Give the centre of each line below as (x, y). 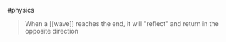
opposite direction (51, 31)
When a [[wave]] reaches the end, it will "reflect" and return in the (122, 23)
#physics (21, 10)
